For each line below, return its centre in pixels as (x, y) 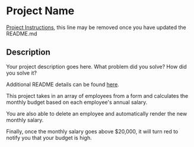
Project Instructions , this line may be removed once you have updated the (96, 27)
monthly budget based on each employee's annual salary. (77, 102)
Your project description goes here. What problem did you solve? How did (96, 66)
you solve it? (22, 73)
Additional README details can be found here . (63, 84)
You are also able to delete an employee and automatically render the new (97, 113)
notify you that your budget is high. (49, 138)
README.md (22, 33)
